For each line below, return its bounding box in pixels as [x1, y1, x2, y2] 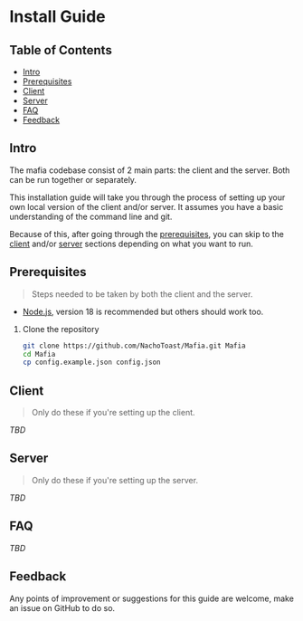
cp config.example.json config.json [22, 358, 161, 368]
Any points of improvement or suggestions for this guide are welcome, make [9, 593, 294, 604]
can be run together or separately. [9, 174, 137, 185]
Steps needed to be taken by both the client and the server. [31, 288, 253, 300]
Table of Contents [9, 43, 113, 58]
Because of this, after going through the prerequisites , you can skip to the [9, 228, 285, 239]
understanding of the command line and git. [9, 211, 173, 222]
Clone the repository [22, 323, 99, 334]
